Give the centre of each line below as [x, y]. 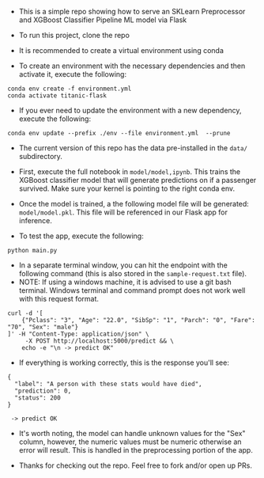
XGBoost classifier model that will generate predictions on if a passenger [138, 180]
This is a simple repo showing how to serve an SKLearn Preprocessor [132, 11]
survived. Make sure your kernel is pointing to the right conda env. [127, 188]
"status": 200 [38, 398]
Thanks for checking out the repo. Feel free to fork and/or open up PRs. [135, 465]
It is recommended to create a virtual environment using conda [121, 50]
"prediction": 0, [43, 391]
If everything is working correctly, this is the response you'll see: [124, 362]
